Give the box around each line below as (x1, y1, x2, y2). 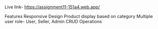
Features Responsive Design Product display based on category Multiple (4, 14, 153, 19)
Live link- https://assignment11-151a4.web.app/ (4, 4, 100, 10)
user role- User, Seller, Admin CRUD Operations (4, 19, 102, 24)
